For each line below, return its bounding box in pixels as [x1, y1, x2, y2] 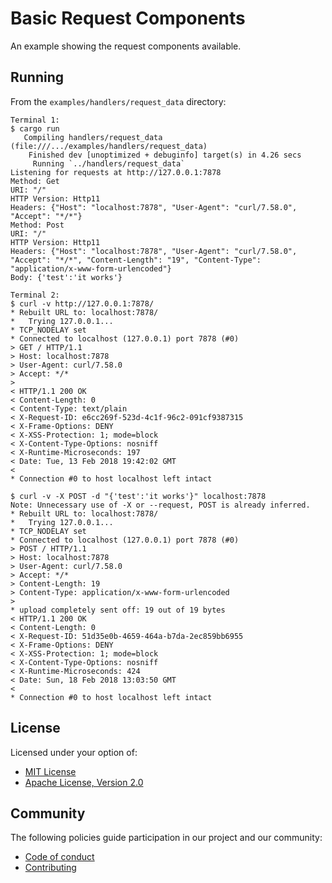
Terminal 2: [10, 290, 60, 300]
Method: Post [10, 220, 65, 230]
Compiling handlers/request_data [23, 132, 163, 142]
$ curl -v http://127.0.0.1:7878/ [10, 298, 155, 309]
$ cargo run [10, 123, 60, 134]
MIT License [24, 765, 77, 777]
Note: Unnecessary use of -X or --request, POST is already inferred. [10, 500, 311, 510]
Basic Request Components [10, 7, 246, 30]
